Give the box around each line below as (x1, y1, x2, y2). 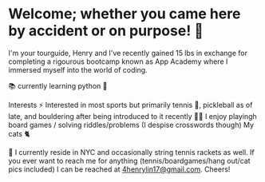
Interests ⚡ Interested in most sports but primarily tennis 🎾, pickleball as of (8, 100, 253, 109)
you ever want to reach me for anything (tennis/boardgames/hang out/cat (8, 156, 251, 165)
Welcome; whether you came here (8, 5, 241, 23)
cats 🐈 (8, 129, 30, 138)
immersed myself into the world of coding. (8, 65, 148, 74)
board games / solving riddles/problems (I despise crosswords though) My (8, 120, 254, 129)
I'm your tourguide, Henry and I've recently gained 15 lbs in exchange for (8, 48, 247, 57)
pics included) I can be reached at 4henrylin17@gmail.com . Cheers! (8, 164, 231, 174)
